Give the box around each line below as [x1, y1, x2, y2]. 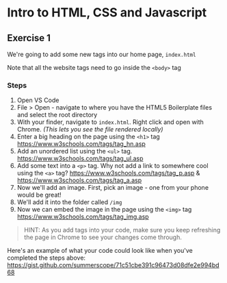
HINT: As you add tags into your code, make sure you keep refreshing [23, 226, 221, 234]
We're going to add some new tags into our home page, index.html [7, 50, 196, 58]
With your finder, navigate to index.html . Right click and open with [16, 118, 204, 126]
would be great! [16, 190, 62, 199]
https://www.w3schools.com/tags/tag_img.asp [16, 212, 149, 221]
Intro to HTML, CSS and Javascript [7, 5, 207, 21]
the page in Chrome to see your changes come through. [23, 233, 183, 241]
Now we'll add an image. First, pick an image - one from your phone [16, 184, 209, 192]
